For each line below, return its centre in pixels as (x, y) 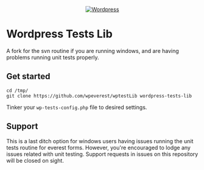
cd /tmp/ (17, 90)
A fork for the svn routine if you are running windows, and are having (93, 51)
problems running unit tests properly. (53, 57)
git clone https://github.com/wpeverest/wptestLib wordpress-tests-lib (99, 96)
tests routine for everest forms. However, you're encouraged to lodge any (98, 147)
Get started (28, 76)
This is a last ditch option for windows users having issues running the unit (100, 141)
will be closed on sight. (35, 160)
